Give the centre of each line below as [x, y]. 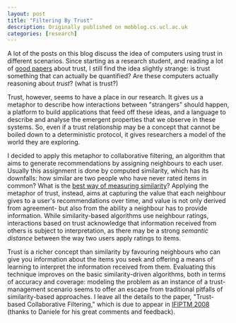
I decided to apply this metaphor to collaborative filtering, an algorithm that [116, 156]
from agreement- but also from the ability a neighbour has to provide [107, 208]
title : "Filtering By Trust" [50, 20]
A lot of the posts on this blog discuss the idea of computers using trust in [115, 54]
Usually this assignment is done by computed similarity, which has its [108, 171]
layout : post [26, 14]
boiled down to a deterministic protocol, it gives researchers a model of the [117, 135]
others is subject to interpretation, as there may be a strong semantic [108, 231]
